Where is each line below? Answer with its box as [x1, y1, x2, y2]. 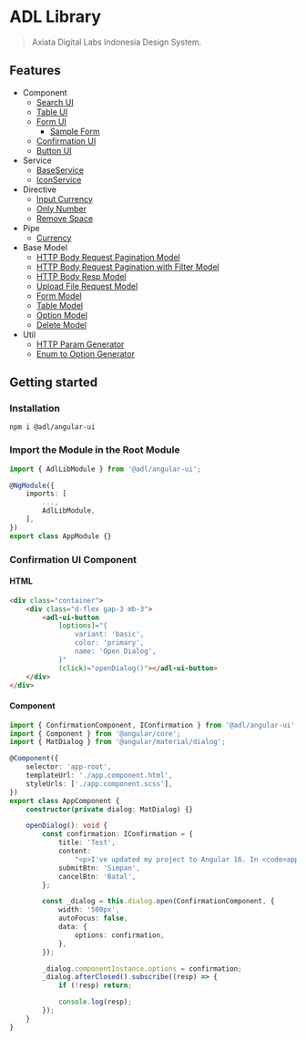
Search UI [36, 97, 75, 107]
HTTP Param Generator [36, 339, 125, 350]
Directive [22, 184, 57, 195]
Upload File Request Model [36, 280, 138, 291]
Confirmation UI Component [9, 553, 138, 566]
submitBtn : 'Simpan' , [57, 863, 141, 872]
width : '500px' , [57, 905, 120, 914]
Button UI [36, 145, 72, 156]
